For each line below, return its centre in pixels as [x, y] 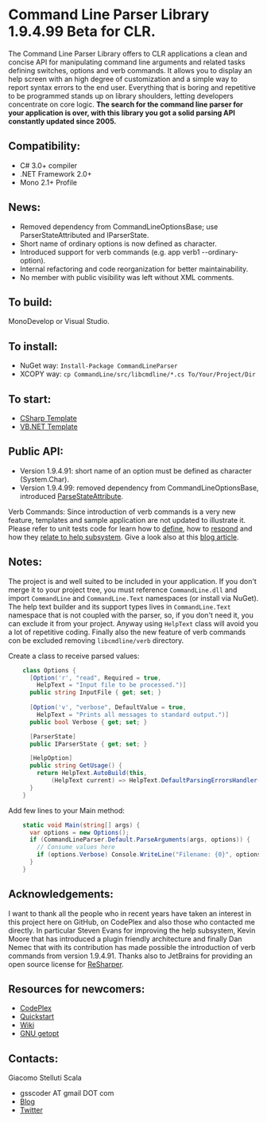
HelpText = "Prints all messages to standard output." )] [133, 715]
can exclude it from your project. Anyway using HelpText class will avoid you [133, 623]
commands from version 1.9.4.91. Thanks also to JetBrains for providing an [130, 956]
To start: [30, 399]
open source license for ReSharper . [66, 964]
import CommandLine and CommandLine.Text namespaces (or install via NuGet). [133, 598]
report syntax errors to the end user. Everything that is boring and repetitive [132, 87]
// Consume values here [76, 847]
